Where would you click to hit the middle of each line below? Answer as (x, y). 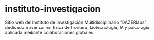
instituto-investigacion (53, 9)
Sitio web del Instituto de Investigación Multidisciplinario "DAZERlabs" (76, 22)
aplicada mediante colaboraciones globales (49, 32)
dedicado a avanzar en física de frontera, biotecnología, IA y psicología (77, 27)
